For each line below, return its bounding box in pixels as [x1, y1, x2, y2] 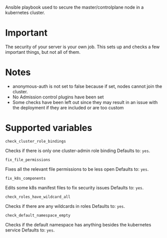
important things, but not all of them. [5, 49, 81, 55]
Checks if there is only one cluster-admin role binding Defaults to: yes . [5, 148, 150, 154]
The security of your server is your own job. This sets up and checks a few [5, 44, 160, 50]
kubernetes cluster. [5, 10, 45, 16]
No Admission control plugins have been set [12, 94, 104, 100]
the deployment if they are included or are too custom [12, 104, 124, 110]
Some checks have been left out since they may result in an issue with [12, 99, 158, 105]
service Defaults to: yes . [5, 227, 55, 233]
